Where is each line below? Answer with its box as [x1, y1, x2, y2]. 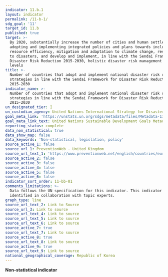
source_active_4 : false [5, 165, 55, 170]
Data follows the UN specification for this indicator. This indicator [9, 188, 162, 193]
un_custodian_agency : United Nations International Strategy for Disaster [5, 109, 164, 115]
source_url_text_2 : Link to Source [5, 202, 79, 207]
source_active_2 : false [5, 156, 55, 161]
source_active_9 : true [5, 244, 52, 249]
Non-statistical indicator [5, 267, 57, 273]
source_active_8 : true [5, 235, 52, 240]
